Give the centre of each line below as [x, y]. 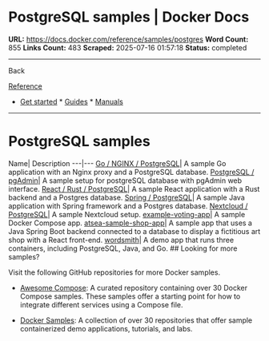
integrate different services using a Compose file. [101, 304]
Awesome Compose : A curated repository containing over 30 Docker [134, 287]
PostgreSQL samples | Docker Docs [129, 17]
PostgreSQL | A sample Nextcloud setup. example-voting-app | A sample [127, 214]
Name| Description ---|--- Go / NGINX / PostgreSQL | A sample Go [117, 163]
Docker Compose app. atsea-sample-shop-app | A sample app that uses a [130, 223]
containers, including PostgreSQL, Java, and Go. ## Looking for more [123, 248]
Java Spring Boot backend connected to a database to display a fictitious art [134, 231]
